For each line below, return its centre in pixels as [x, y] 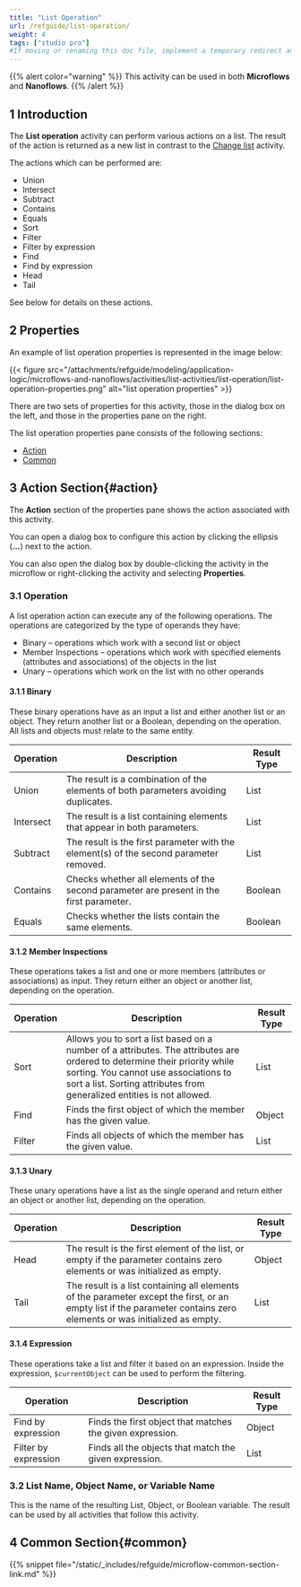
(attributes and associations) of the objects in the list [119, 661]
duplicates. [89, 802]
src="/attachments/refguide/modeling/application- [141, 370]
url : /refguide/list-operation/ [69, 26]
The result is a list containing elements [147, 816]
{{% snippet [31, 1564]
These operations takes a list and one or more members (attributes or [138, 972]
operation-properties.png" [58, 388]
